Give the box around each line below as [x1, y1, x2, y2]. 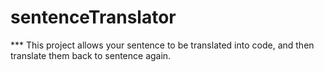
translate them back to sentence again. [10, 49, 172, 61]
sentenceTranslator [10, 6, 177, 29]
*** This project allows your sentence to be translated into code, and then [10, 39, 315, 51]
